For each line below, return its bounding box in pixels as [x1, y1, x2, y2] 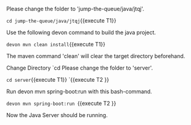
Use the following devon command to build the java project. [6, 29, 156, 36]
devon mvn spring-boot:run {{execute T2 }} [6, 100, 117, 107]
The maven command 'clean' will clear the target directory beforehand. [6, 52, 186, 60]
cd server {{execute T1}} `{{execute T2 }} [6, 76, 109, 83]
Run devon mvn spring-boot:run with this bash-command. [6, 88, 153, 95]
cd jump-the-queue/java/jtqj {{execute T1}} [6, 17, 117, 24]
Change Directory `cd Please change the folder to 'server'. [6, 64, 153, 71]
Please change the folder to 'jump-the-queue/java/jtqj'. [6, 5, 145, 12]
